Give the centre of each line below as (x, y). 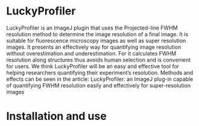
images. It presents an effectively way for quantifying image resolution (94, 47)
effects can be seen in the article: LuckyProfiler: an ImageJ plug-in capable (100, 79)
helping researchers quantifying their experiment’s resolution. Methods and (100, 72)
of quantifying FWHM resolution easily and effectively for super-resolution (99, 85)
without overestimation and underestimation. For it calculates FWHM (91, 53)
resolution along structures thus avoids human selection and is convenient (99, 60)
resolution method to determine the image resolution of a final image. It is (97, 34)
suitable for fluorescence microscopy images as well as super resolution (96, 40)
